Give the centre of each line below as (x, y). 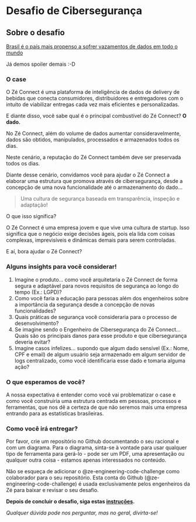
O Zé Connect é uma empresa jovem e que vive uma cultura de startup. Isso (98, 228)
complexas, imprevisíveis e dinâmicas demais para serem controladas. (91, 240)
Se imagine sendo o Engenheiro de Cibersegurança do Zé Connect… (97, 329)
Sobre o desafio (36, 33)
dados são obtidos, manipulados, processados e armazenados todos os (93, 140)
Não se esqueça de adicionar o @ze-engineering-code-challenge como (93, 472)
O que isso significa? (31, 216)
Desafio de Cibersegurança (74, 11)
